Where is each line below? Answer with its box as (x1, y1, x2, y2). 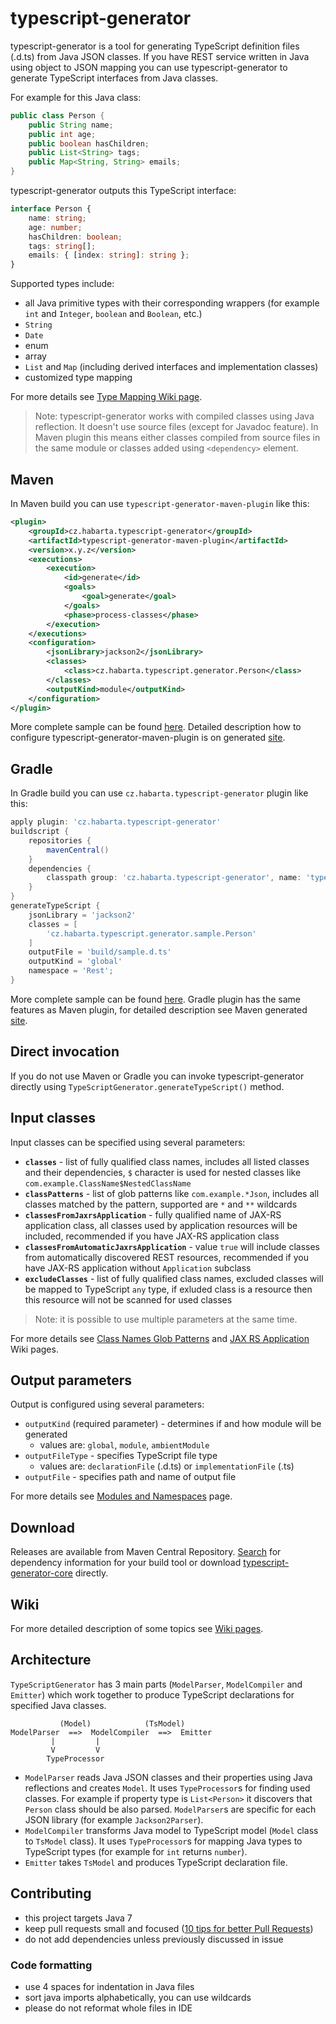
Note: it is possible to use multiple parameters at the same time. (34, 1313, 298, 1325)
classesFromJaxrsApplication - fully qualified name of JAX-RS (24, 1208, 282, 1221)
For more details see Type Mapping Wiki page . (10, 391, 203, 403)
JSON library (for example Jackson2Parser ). (24, 1813, 204, 1826)
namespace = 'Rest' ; (28, 966, 114, 976)
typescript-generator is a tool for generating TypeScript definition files (10, 40, 300, 52)
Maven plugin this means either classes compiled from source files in (34, 432, 321, 444)
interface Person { (10, 204, 92, 214)
